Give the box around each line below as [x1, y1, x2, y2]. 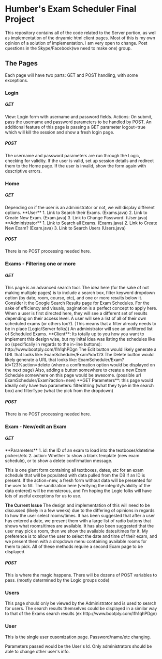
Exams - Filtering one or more [5, 261, 76, 267]
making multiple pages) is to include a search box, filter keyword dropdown [5, 290, 155, 296]
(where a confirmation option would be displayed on [51, 362, 155, 368]
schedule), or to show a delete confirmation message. [5, 458, 113, 464]
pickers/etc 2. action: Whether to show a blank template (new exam [5, 453, 140, 459]
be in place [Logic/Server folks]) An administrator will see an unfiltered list [5, 326, 153, 332]
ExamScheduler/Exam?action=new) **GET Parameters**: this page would [5, 378, 153, 383]
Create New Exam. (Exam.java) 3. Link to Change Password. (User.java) [5, 214, 147, 220]
